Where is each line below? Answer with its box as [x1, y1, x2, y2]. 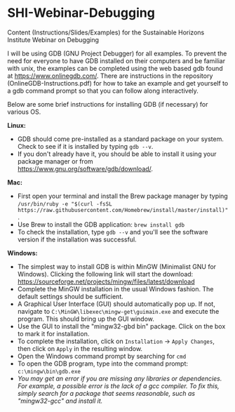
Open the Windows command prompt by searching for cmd [17, 352, 187, 360]
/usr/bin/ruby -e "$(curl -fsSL [17, 200, 112, 208]
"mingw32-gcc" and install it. [17, 397, 103, 405]
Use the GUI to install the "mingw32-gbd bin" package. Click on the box [17, 321, 226, 331]
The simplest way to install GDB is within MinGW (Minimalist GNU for [17, 262, 216, 271]
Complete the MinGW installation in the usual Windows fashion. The [17, 284, 214, 293]
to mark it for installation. [17, 329, 90, 338]
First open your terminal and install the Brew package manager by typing [17, 192, 228, 200]
